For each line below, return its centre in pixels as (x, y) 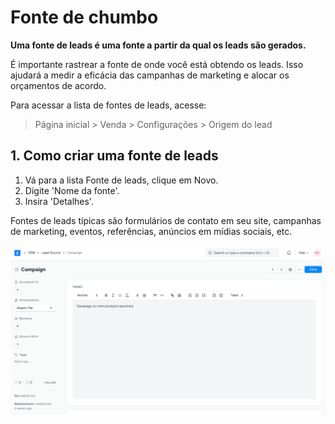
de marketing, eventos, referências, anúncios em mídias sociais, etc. (151, 231)
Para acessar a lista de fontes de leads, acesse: (108, 105)
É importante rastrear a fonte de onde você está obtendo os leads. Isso (157, 64)
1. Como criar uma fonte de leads (114, 156)
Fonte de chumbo (84, 17)
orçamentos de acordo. (58, 85)
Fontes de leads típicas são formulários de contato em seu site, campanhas (166, 220)
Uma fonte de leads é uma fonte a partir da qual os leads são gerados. (158, 45)
